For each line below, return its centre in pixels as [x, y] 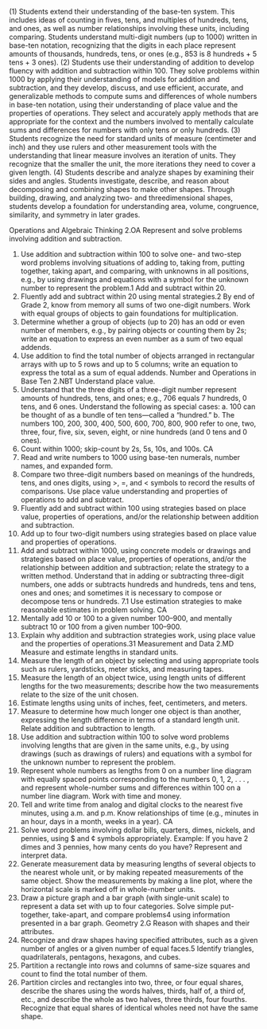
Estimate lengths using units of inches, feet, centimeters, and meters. [134, 703]
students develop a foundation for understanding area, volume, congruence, [134, 206]
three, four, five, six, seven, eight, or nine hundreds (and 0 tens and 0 [134, 432]
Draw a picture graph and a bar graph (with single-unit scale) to [125, 897]
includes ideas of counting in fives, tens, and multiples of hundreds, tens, [129, 20]
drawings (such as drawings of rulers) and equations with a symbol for [136, 754]
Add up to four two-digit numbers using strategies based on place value [138, 534]
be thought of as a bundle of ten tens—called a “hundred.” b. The [128, 415]
